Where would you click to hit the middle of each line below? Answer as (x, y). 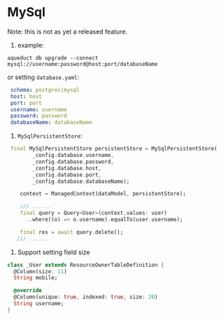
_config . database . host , (67, 168)
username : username (39, 109)
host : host (26, 96)
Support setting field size (54, 252)
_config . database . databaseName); (81, 181)
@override (28, 291)
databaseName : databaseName (51, 123)
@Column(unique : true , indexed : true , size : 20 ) (86, 297)
